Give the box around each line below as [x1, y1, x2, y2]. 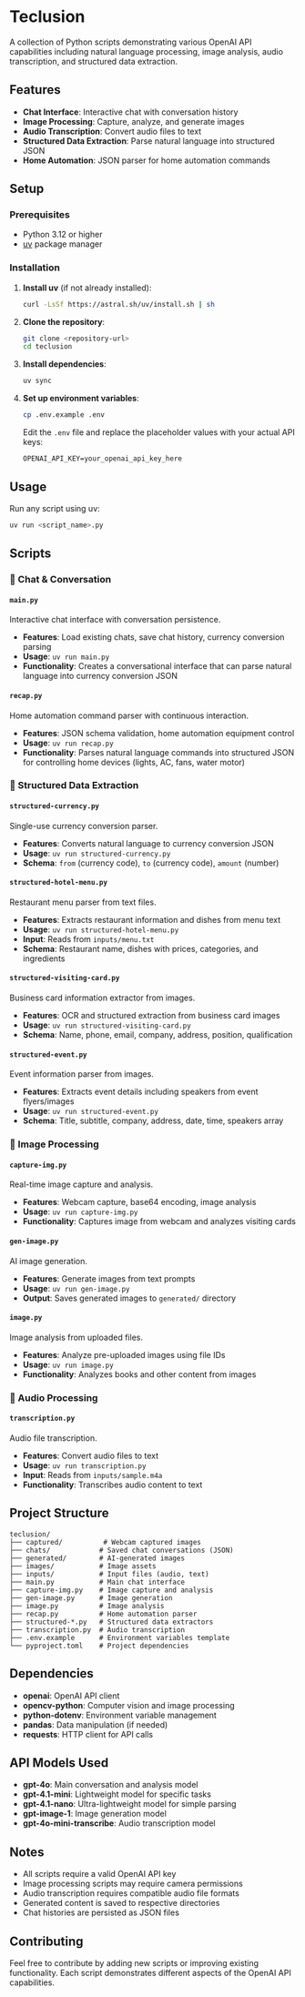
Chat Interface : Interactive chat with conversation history [22, 106, 239, 117]
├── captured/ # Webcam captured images [9, 1537, 202, 1546]
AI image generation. [9, 1255, 88, 1266]
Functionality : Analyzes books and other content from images [22, 1368, 257, 1380]
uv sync [22, 376, 52, 386]
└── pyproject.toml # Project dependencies [9, 1641, 189, 1650]
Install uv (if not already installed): [22, 282, 152, 293]
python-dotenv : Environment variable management [22, 1709, 217, 1720]
